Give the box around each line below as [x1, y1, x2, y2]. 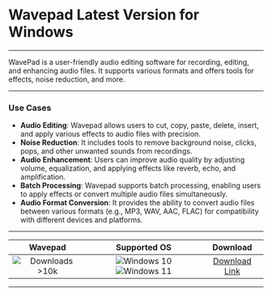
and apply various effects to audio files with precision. [19, 129, 201, 139]
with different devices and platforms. [19, 215, 143, 225]
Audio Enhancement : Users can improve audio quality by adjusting [19, 155, 245, 165]
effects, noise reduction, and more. [8, 74, 125, 84]
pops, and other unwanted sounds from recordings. [19, 146, 193, 156]
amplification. [19, 172, 66, 182]
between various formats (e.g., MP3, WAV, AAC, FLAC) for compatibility [19, 206, 259, 216]
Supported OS [116, 242, 172, 253]
